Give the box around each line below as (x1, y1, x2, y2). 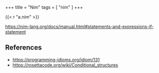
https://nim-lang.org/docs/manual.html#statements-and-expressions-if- (5, 23, 154, 29)
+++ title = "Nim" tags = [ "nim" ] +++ (5, 4, 83, 10)
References (5, 43, 42, 52)
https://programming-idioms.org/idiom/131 (12, 56, 100, 62)
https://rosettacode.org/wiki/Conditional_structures (12, 62, 118, 68)
